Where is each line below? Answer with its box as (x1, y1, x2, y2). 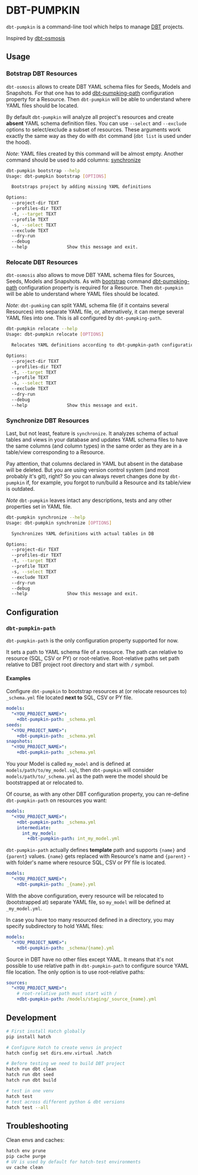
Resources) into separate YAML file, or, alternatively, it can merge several (6, 308, 184, 316)
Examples (6, 674, 31, 681)
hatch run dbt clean (6, 1066, 57, 1072)
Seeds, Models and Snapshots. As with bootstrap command (6, 278, 151, 285)
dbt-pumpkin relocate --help (6, 326, 78, 332)
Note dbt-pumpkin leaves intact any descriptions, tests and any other (6, 497, 172, 504)
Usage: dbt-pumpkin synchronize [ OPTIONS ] (6, 520, 112, 526)
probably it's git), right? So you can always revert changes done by (6, 472, 169, 479)
